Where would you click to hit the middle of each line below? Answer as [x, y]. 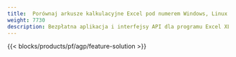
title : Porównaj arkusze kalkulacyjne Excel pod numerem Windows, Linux [118, 14]
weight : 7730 [26, 20]
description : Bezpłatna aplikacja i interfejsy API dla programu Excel [114, 26]
